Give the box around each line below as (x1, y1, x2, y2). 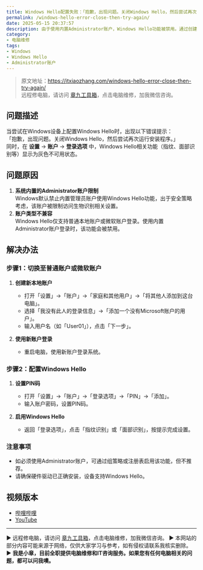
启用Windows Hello (14, 413, 65, 420)
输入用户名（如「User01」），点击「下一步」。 (24, 322, 135, 329)
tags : (6, 43, 20, 49)
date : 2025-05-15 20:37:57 (6, 20, 74, 26)
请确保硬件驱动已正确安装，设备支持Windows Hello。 (14, 472, 148, 480)
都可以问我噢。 (16, 557, 54, 565)
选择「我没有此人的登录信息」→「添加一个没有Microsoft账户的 (24, 307, 180, 314)
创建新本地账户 (14, 279, 53, 286)
